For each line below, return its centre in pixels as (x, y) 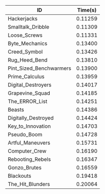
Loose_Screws (25, 35)
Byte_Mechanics (28, 44)
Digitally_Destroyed (31, 118)
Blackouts (20, 176)
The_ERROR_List (28, 101)
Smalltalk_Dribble (29, 27)
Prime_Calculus (26, 77)
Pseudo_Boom (25, 134)
